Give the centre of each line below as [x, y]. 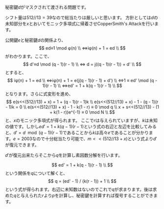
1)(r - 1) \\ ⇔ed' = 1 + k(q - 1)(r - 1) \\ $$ [82, 85]
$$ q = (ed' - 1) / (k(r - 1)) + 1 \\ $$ [82, 181]
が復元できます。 [22, 145]
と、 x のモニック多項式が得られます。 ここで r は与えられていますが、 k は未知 [81, 120]
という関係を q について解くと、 [36, 173]
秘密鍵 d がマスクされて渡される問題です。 [47, 7]
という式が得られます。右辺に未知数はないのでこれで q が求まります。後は [79, 189]
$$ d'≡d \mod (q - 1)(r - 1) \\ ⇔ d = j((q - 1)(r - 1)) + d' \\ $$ [82, 64]
